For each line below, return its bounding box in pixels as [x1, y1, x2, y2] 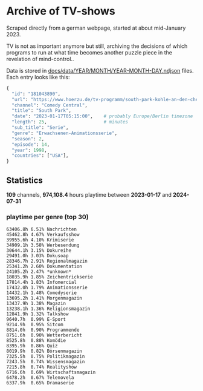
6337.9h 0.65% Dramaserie [6, 380, 74, 386]
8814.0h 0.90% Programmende [6, 327, 80, 333]
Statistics [6, 175, 43, 185]
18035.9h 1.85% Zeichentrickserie [6, 274, 94, 280]
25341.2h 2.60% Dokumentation [6, 263, 83, 270]
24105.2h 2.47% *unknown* [6, 269, 71, 275]
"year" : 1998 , [11, 147, 47, 153]
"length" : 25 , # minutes [11, 119, 129, 125]
